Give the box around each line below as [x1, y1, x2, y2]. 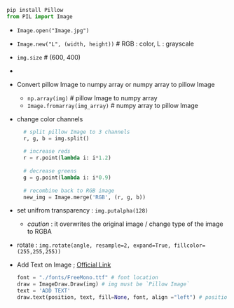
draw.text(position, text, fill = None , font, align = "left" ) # [16, 294, 202, 301]
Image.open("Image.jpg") [16, 27, 90, 34]
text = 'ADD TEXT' [16, 288, 71, 295]
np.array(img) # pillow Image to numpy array [27, 93, 158, 102]
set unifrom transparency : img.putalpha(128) [16, 206, 149, 215]
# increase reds [23, 148, 71, 155]
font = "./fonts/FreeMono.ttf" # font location [16, 274, 158, 281]
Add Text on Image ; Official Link [16, 260, 111, 269]
